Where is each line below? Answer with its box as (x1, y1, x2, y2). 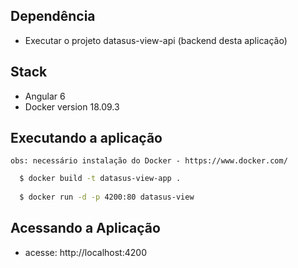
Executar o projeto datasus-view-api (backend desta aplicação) (24, 34, 288, 46)
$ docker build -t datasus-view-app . (19, 174, 182, 184)
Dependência (10, 8, 96, 25)
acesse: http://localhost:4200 (24, 246, 147, 258)
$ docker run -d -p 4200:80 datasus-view (19, 192, 195, 203)
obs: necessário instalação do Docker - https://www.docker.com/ (10, 156, 288, 166)
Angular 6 (24, 90, 66, 102)
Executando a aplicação (10, 130, 163, 147)
